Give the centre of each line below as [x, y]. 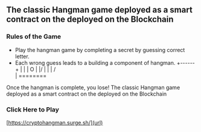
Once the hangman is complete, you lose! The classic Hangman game [93, 87]
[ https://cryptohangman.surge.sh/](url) [55, 122]
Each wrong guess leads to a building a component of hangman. [95, 62]
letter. [22, 56]
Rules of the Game [34, 37]
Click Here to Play [33, 110]
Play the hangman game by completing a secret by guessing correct [100, 50]
